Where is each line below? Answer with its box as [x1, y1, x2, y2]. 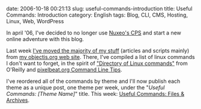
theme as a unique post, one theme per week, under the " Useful [6, 84, 165, 91]
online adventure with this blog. [6, 36, 84, 42]
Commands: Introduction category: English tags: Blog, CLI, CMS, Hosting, [6, 11, 188, 18]
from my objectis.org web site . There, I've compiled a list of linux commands [6, 54, 195, 60]
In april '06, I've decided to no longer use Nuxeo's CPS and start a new [6, 29, 182, 36]
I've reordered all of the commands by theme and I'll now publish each [6, 77, 181, 85]
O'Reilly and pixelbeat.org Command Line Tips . [6, 66, 122, 73]
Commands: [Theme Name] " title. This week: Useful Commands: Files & [6, 91, 185, 97]
